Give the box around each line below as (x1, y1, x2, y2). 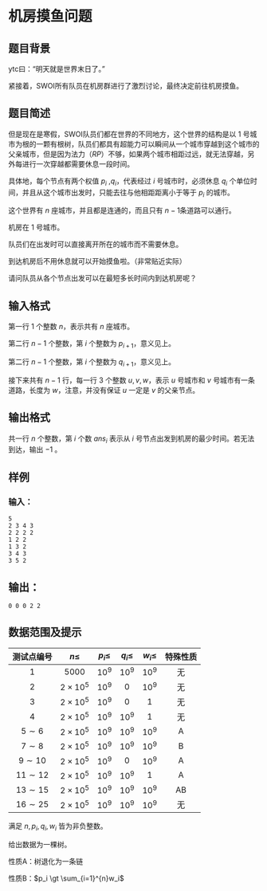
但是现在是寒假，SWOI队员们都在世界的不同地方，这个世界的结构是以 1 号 (8, 129, 250, 139)
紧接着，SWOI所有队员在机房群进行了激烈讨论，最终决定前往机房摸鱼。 (8, 81, 244, 90)
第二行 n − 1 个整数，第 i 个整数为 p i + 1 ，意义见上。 (8, 339, 176, 351)
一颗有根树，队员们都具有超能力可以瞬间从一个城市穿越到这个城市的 (35, 139, 260, 148)
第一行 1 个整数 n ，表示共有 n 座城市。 (8, 322, 134, 332)
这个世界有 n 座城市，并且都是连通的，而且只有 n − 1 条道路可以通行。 (8, 206, 237, 215)
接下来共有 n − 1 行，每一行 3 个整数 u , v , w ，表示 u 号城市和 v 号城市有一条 (8, 375, 255, 385)
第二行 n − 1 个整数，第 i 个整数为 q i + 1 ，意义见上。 (8, 357, 176, 368)
